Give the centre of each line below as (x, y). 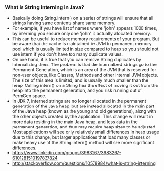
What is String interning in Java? (45, 7)
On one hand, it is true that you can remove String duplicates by (76, 60)
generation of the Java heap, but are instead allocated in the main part (83, 106)
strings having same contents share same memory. (64, 23)
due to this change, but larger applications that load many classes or (81, 137)
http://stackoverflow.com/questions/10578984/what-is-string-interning (84, 163)
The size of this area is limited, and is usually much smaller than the (80, 80)
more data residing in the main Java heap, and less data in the (75, 122)
